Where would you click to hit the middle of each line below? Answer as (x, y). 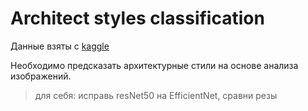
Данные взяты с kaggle (60, 46)
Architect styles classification (137, 18)
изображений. (41, 76)
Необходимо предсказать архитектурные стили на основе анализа (154, 65)
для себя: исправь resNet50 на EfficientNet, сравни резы (156, 95)
